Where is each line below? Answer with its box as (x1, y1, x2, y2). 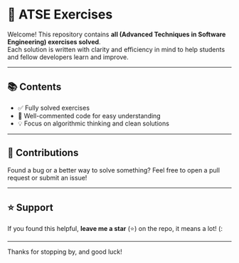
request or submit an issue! (7, 173, 87, 182)
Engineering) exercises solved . (7, 37, 101, 46)
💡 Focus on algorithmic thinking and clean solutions (17, 119, 169, 128)
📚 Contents (7, 81, 62, 93)
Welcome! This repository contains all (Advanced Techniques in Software (7, 30, 226, 38)
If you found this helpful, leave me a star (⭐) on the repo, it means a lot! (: (7, 225, 223, 233)
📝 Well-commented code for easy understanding (17, 111, 161, 120)
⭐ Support (7, 201, 53, 213)
